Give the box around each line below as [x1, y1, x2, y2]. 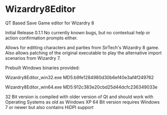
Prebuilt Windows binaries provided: [5, 65, 80, 71]
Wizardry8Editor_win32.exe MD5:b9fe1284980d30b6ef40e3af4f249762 [5, 74, 154, 80]
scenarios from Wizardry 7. [5, 55, 61, 61]
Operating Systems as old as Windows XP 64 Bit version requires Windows [5, 99, 160, 105]
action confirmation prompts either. [5, 35, 78, 41]
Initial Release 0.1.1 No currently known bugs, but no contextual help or [5, 29, 150, 35]
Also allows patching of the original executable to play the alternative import [5, 50, 162, 56]
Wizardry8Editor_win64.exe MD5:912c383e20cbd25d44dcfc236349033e [5, 84, 157, 90]
